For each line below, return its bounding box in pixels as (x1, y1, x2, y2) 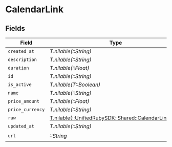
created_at (8, 49, 34, 54)
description (8, 57, 37, 62)
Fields (5, 24, 26, 33)
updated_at (8, 123, 34, 129)
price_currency (8, 107, 45, 112)
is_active (8, 82, 32, 88)
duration (8, 65, 29, 71)
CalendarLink (5, 4, 64, 15)
